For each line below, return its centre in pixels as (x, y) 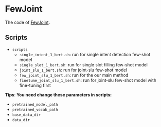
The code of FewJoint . (27, 22)
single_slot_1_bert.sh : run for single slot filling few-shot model (83, 64)
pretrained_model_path (35, 104)
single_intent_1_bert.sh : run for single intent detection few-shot (85, 54)
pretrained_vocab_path (35, 110)
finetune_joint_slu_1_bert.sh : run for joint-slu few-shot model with (88, 80)
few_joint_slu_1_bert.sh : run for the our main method (74, 75)
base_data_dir (26, 115)
